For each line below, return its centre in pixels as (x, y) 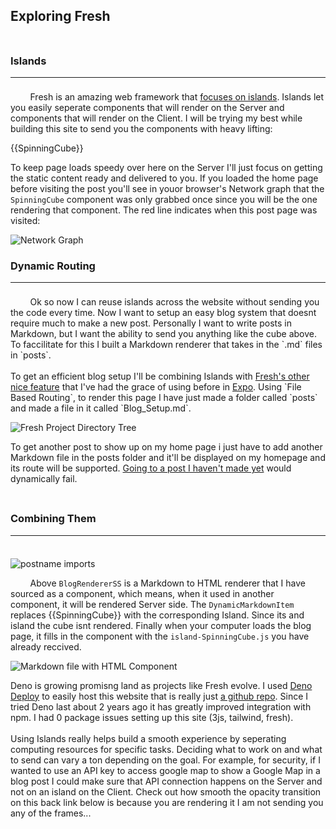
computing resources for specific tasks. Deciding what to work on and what (166, 749)
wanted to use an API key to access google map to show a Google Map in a (165, 770)
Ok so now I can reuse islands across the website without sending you (174, 302)
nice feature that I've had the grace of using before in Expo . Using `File (156, 387)
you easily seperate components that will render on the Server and (147, 108)
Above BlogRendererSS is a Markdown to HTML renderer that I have (167, 583)
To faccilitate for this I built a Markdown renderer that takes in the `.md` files (166, 345)
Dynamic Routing (53, 266)
